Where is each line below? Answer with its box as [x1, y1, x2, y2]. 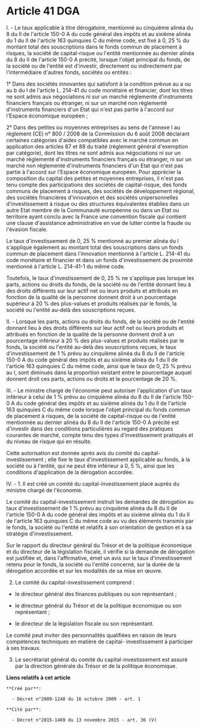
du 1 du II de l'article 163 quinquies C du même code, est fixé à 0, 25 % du [6, 37, 190, 44]
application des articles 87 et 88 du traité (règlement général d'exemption [6, 143, 188, 150]
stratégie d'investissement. [6, 530, 73, 537]
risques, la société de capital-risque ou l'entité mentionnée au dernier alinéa [6, 49, 194, 56]
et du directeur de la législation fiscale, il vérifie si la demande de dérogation [6, 547, 195, 555]
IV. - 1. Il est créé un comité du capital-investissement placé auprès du [6, 480, 180, 487]
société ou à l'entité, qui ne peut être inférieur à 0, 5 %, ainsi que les [6, 462, 175, 469]
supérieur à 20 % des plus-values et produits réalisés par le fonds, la [6, 300, 177, 307]
